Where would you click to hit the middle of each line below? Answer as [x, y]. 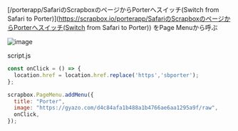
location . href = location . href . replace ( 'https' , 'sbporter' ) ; [107, 75]
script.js [19, 56]
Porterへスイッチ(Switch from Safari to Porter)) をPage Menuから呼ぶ [115, 27]
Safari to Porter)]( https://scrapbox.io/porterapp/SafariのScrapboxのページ [116, 19]
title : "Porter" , [40, 101]
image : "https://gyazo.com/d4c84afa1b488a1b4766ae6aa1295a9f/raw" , [116, 108]
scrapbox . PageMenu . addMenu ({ [51, 95]
